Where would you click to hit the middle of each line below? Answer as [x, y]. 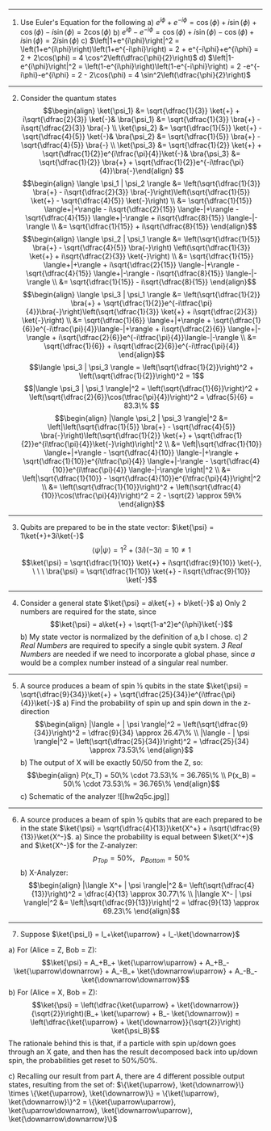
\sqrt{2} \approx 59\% [205, 496]
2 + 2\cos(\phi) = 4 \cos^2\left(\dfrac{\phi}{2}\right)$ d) [113, 58]
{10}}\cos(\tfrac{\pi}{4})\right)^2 [95, 496]
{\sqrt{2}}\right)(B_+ [65, 1013]
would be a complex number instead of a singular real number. [124, 662]
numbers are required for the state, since [88, 612]
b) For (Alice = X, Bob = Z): [53, 992]
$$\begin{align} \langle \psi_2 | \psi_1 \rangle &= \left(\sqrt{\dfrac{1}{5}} [142, 239]
